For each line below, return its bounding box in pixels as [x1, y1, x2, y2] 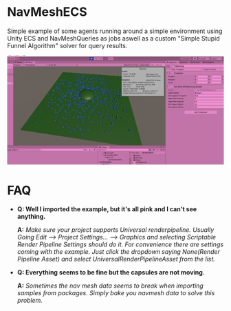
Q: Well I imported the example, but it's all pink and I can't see [16, 205, 197, 213]
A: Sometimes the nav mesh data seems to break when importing [16, 281, 204, 290]
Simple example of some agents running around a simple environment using [7, 27, 223, 35]
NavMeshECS [7, 4, 87, 20]
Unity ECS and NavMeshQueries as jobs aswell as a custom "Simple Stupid [7, 34, 220, 42]
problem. [16, 297, 43, 305]
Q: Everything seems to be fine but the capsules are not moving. [16, 268, 205, 277]
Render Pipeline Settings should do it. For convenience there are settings [16, 240, 224, 248]
